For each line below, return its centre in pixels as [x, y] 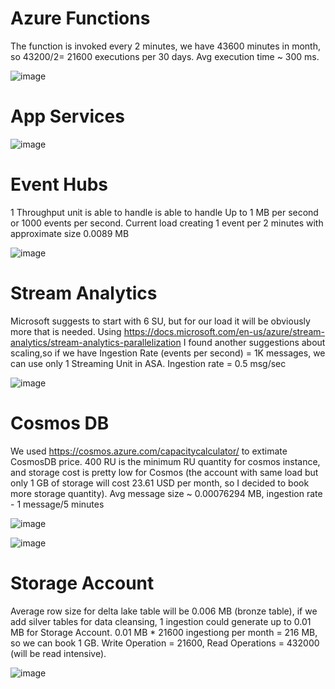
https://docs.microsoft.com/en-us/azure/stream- [224, 331]
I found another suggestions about [254, 342]
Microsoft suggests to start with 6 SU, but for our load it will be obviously [160, 321]
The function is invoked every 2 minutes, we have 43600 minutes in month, [165, 46]
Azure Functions [80, 18]
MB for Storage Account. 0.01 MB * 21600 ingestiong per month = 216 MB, [164, 632]
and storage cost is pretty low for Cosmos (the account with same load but [164, 472]
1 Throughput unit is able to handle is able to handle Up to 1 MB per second [164, 212]
